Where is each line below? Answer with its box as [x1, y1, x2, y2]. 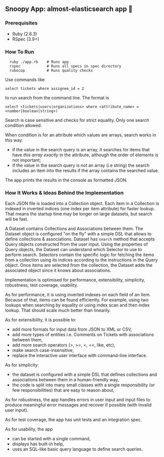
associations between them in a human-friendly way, [12, 377, 119, 383]
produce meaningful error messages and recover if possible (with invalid [5, 402, 152, 408]
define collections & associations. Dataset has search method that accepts [5, 236, 155, 242]
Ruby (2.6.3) [12, 30, 38, 37]
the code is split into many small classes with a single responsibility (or [12, 382, 155, 388]
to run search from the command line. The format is [5, 94, 109, 101]
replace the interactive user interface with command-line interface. [12, 352, 148, 359]
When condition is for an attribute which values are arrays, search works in [5, 132, 157, 138]
